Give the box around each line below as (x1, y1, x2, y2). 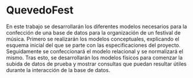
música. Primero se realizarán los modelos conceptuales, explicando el (6, 35, 179, 42)
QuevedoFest (6, 4, 74, 17)
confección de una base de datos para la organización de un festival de (6, 29, 181, 36)
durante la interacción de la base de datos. (6, 66, 111, 73)
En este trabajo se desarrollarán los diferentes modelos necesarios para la (6, 23, 188, 30)
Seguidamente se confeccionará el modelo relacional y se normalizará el (6, 48, 184, 55)
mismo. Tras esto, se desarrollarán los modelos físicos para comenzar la (6, 54, 183, 61)
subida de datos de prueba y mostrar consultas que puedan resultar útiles (6, 60, 187, 67)
